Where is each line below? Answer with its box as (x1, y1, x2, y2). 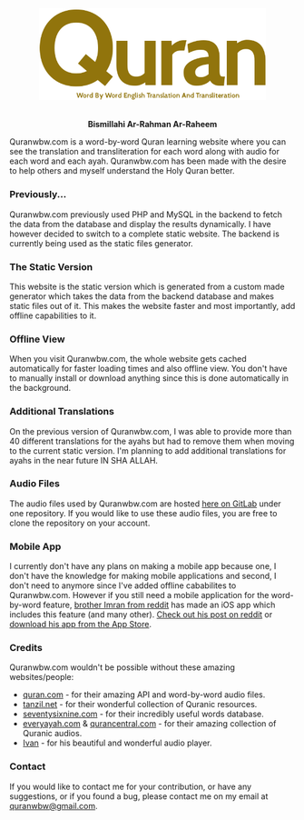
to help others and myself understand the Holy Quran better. (9, 165, 235, 176)
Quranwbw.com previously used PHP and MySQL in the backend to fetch (9, 208, 283, 220)
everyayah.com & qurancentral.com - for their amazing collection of (22, 718, 277, 729)
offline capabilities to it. (9, 310, 97, 321)
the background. (9, 383, 72, 394)
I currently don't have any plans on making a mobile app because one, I (9, 561, 277, 572)
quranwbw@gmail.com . (9, 800, 98, 811)
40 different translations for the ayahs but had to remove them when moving (9, 435, 295, 446)
